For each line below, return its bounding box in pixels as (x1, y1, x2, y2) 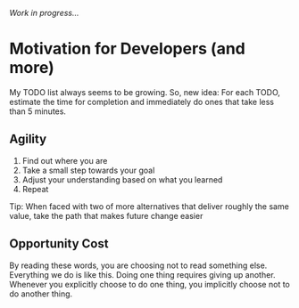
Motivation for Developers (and (9, 39, 245, 59)
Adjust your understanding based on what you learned (21, 174, 223, 185)
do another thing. (9, 288, 73, 299)
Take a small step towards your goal (21, 165, 155, 175)
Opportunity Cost (9, 236, 109, 252)
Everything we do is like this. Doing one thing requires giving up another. (9, 269, 276, 280)
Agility (9, 132, 47, 147)
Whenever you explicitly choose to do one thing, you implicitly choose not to (9, 279, 290, 289)
